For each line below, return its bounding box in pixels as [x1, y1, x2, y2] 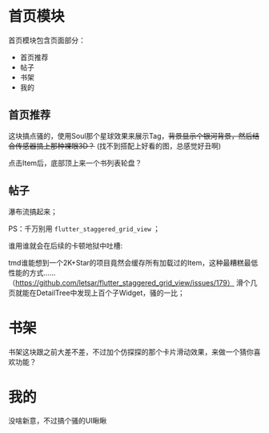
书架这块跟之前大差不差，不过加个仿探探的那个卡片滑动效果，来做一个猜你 [8, 346, 254, 357]
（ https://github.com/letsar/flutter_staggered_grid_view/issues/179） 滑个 [8, 277, 251, 287]
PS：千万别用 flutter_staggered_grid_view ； [8, 224, 161, 233]
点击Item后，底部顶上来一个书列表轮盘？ [8, 158, 143, 168]
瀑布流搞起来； [8, 206, 58, 216]
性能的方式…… [8, 268, 56, 277]
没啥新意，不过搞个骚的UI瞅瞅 [8, 416, 107, 426]
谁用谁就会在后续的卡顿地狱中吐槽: [8, 241, 123, 250]
